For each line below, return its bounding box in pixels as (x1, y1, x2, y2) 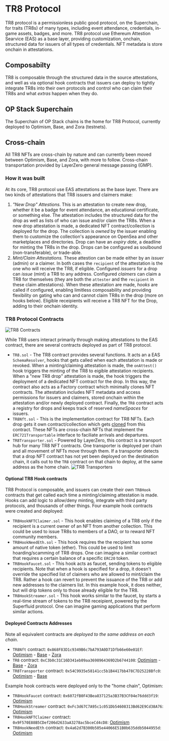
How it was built (5, 175, 45, 182)
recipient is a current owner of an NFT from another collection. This (12, 523, 152, 529)
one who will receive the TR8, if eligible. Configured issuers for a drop (12, 265, 157, 272)
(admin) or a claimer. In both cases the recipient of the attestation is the (12, 260, 163, 266)
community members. (12, 534, 58, 540)
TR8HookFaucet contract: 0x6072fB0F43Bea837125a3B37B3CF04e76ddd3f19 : (12, 693, 159, 699)
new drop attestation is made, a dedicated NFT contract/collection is (12, 222, 155, 229)
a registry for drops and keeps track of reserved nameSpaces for (12, 405, 148, 411)
